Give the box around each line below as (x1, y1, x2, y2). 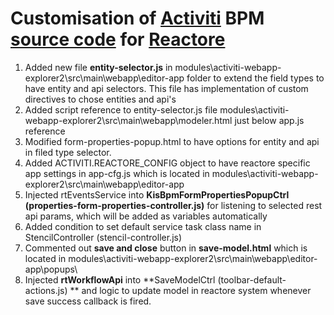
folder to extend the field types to (186, 72, 325, 84)
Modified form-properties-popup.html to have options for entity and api (24, 135, 320, 147)
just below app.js (234, 114, 305, 126)
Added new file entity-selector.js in (24, 61, 173, 73)
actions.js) (24, 284, 68, 296)
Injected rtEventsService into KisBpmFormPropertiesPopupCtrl (24, 188, 290, 201)
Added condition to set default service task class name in (24, 220, 262, 232)
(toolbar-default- (217, 273, 287, 286)
